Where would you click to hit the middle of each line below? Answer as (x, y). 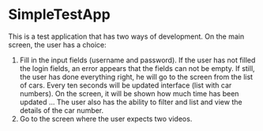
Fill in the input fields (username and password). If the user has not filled (137, 60)
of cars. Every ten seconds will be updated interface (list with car (126, 85)
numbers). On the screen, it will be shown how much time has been (129, 93)
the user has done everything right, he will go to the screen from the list (136, 77)
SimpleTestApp (59, 15)
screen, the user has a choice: (57, 44)
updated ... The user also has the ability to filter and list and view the (131, 102)
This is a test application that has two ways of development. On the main (126, 36)
